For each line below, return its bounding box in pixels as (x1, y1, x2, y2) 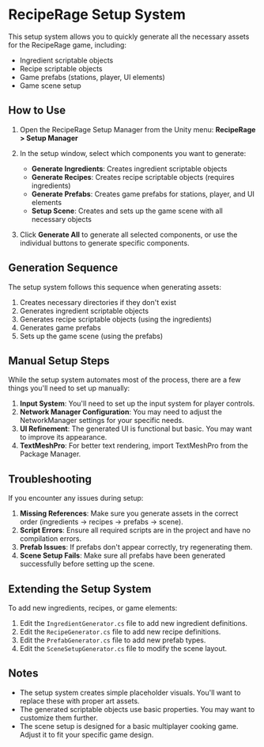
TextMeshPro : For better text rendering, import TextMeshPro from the (19, 441, 249, 451)
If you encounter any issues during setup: (8, 494, 144, 503)
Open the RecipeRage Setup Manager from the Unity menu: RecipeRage (19, 124, 256, 134)
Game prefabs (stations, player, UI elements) (19, 72, 166, 82)
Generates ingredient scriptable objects (19, 306, 149, 315)
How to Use (8, 104, 66, 117)
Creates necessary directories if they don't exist (19, 297, 176, 307)
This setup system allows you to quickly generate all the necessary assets (8, 32, 250, 41)
